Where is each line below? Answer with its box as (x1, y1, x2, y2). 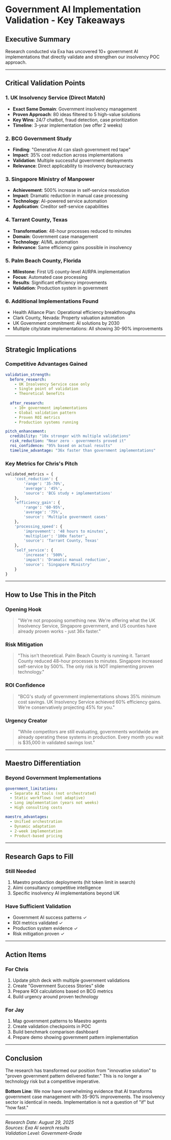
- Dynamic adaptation (10, 823, 56, 829)
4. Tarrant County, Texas (5, 216, 68, 223)
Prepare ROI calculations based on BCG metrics (12, 988, 113, 994)
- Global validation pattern (14, 410, 76, 415)
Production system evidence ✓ (12, 925, 78, 931)
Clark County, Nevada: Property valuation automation (12, 315, 125, 321)
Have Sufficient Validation (5, 903, 71, 910)
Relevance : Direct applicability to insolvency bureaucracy (12, 163, 134, 169)
